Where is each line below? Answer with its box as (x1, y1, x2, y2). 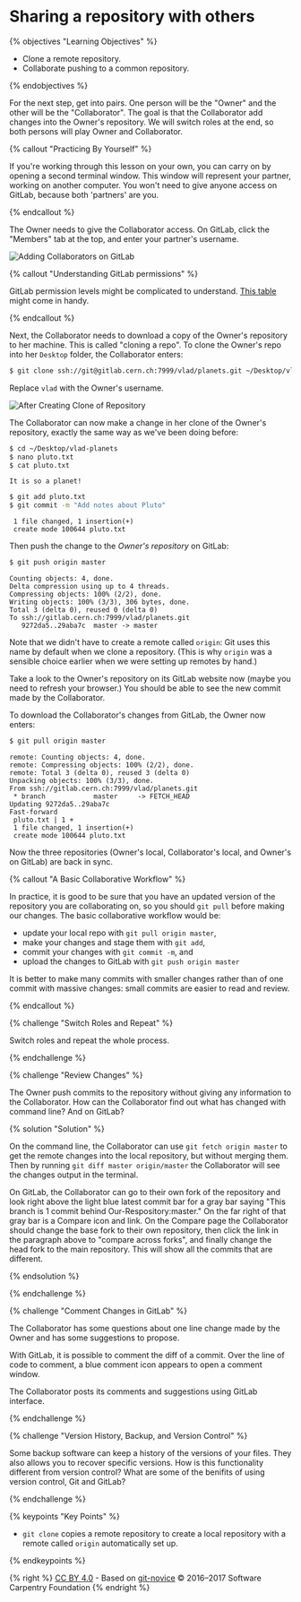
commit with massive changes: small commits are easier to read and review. (9, 983, 290, 994)
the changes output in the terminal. (9, 1169, 139, 1180)
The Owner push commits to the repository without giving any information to (9, 1087, 292, 1098)
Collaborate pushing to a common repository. (21, 63, 190, 73)
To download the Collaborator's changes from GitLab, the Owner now (9, 710, 266, 720)
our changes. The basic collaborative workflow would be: (9, 909, 221, 920)
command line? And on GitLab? (9, 1106, 125, 1116)
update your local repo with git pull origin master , (21, 927, 217, 938)
